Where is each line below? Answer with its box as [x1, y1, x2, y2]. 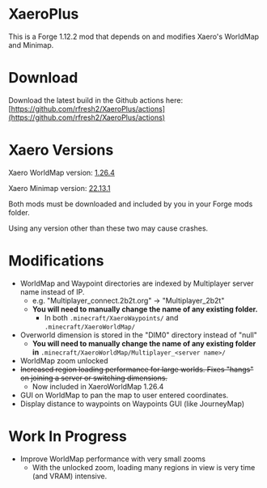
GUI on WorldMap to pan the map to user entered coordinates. [19, 390, 229, 400]
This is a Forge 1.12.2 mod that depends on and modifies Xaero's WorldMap [8, 32, 260, 41]
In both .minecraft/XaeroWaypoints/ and [44, 312, 179, 322]
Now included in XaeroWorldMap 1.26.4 [32, 381, 164, 391]
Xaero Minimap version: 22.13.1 [8, 183, 111, 193]
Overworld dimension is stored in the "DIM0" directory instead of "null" [19, 329, 257, 340]
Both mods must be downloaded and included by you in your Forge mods [8, 199, 253, 209]
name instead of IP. [19, 286, 85, 296]
